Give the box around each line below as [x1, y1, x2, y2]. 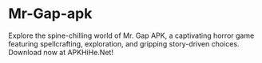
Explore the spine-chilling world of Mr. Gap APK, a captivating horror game [8, 31, 255, 40]
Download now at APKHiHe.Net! [8, 47, 114, 57]
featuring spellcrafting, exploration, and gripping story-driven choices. [8, 39, 240, 48]
